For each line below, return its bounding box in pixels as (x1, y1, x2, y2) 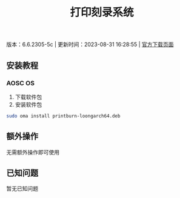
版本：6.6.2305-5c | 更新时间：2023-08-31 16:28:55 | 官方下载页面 (6, 41, 174, 48)
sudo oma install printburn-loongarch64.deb (6, 113, 121, 119)
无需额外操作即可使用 (6, 148, 59, 156)
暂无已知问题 (6, 185, 38, 193)
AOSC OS (6, 79, 35, 87)
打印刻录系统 (69, 5, 134, 19)
